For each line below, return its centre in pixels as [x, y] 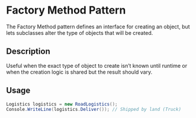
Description [28, 52]
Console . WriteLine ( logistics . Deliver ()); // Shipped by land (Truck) [94, 110]
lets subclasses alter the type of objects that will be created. [80, 32]
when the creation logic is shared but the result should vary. [79, 72]
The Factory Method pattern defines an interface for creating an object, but [98, 27]
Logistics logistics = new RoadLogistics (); [62, 104]
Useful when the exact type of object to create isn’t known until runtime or [97, 65]
